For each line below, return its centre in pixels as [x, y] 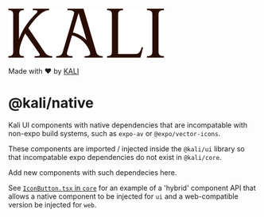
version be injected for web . [52, 204]
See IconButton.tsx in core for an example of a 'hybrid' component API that [132, 188]
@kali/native [51, 103]
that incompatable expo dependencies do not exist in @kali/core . [115, 157]
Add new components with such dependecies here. [93, 172]
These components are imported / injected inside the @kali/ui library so [126, 148]
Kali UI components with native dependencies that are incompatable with [128, 125]
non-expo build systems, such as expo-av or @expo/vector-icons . [115, 133]
